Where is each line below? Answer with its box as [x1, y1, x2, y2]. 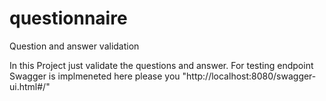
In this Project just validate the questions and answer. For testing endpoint [9, 59, 314, 71]
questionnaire [9, 7, 128, 30]
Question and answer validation [9, 40, 140, 52]
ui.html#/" [9, 80, 51, 92]
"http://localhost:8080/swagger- [182, 70, 317, 82]
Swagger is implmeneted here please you [9, 70, 181, 82]
